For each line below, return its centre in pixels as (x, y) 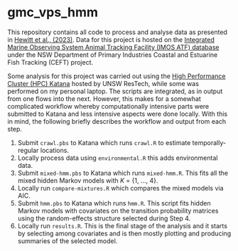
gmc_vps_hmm (53, 12)
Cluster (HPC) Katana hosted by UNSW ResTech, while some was (103, 83)
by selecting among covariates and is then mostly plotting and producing (124, 233)
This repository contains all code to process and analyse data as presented (117, 32)
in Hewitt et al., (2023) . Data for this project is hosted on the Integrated (111, 39)
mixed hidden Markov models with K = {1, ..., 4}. (88, 180)
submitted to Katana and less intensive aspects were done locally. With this (118, 114)
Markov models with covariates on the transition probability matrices (118, 210)
